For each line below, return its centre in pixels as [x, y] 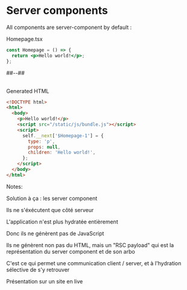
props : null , [44, 147]
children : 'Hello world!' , [62, 153]
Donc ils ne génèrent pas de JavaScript [55, 233]
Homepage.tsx [25, 39]
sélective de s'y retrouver [38, 269]
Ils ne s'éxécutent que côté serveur [50, 210]
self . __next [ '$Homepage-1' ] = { [63, 136]
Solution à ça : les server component [52, 198]
